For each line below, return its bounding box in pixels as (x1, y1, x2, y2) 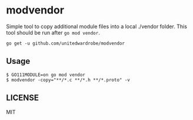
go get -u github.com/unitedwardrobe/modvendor (6, 40, 125, 46)
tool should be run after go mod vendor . (6, 29, 100, 36)
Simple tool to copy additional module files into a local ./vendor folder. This (6, 23, 187, 30)
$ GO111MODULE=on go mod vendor (6, 71, 85, 78)
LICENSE (6, 93, 39, 103)
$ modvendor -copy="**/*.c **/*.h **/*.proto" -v (6, 77, 131, 83)
